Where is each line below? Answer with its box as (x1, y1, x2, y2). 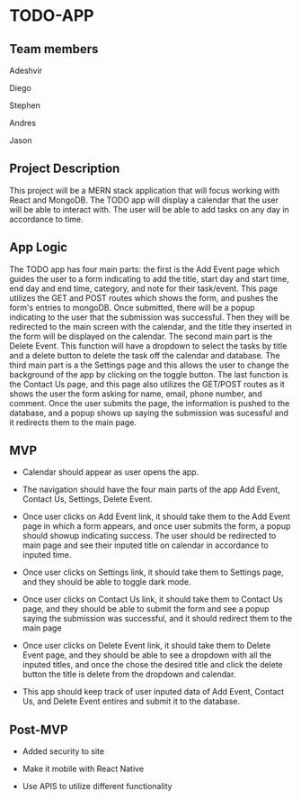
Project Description (9, 161, 120, 177)
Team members (9, 41, 99, 57)
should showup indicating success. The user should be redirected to (22, 531, 277, 541)
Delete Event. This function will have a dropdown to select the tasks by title (9, 340, 288, 351)
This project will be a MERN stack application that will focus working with (9, 185, 280, 195)
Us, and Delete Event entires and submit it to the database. (22, 695, 241, 707)
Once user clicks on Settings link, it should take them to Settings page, (22, 567, 285, 577)
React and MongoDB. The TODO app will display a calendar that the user (9, 195, 279, 205)
